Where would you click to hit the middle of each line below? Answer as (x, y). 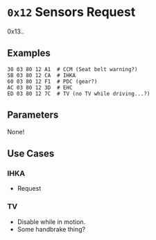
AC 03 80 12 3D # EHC (40, 88)
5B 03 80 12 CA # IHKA (42, 75)
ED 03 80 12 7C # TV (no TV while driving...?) (79, 94)
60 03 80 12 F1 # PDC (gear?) (52, 81)
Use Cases (31, 153)
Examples (29, 53)
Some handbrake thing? (51, 229)
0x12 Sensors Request (71, 12)
